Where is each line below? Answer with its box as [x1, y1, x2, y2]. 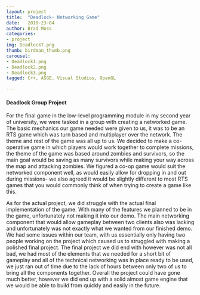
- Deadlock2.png [6, 64, 47, 70]
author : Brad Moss [6, 25, 52, 32]
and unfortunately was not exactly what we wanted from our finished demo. [6, 225, 193, 232]
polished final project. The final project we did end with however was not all [6, 244, 192, 251]
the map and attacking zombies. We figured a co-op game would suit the [6, 163, 186, 170]
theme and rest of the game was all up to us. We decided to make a [6, 138, 172, 145]
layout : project [6, 8, 47, 15]
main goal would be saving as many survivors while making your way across [6, 156, 194, 164]
